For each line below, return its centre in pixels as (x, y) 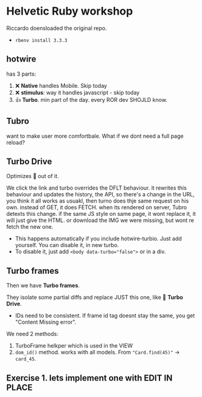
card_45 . (26, 359)
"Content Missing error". (46, 322)
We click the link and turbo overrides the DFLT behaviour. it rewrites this (96, 188)
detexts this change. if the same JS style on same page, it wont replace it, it (101, 214)
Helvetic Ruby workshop (70, 11)
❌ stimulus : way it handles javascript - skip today (77, 92)
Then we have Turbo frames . (43, 285)
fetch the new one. (30, 227)
